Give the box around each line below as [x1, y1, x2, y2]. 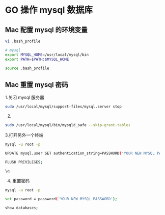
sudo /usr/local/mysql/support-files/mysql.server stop [5, 104, 122, 109]
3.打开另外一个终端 [5, 132, 44, 138]
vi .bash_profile [5, 39, 41, 44]
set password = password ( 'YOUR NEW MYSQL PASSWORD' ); [5, 197, 118, 202]
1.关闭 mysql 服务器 [5, 94, 44, 101]
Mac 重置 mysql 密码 [5, 81, 69, 89]
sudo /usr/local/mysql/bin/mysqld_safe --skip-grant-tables [5, 123, 131, 128]
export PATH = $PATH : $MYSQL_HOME [5, 57, 69, 62]
